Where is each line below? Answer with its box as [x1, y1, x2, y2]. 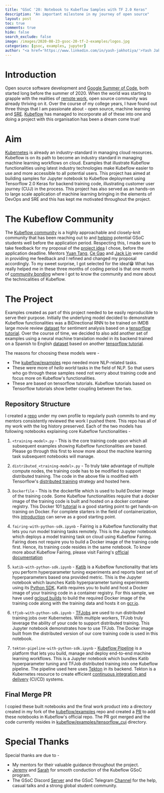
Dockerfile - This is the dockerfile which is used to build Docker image [12, 488, 155, 494]
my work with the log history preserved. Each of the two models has [5, 423, 143, 429]
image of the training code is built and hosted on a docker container [12, 498, 149, 504]
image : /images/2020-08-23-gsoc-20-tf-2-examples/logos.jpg [5, 39, 130, 44]
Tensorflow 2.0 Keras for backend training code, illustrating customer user [5, 181, 155, 187]
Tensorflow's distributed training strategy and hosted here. [12, 478, 131, 484]
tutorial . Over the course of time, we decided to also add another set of [5, 330, 148, 336]
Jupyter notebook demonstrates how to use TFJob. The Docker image [12, 625, 154, 631]
